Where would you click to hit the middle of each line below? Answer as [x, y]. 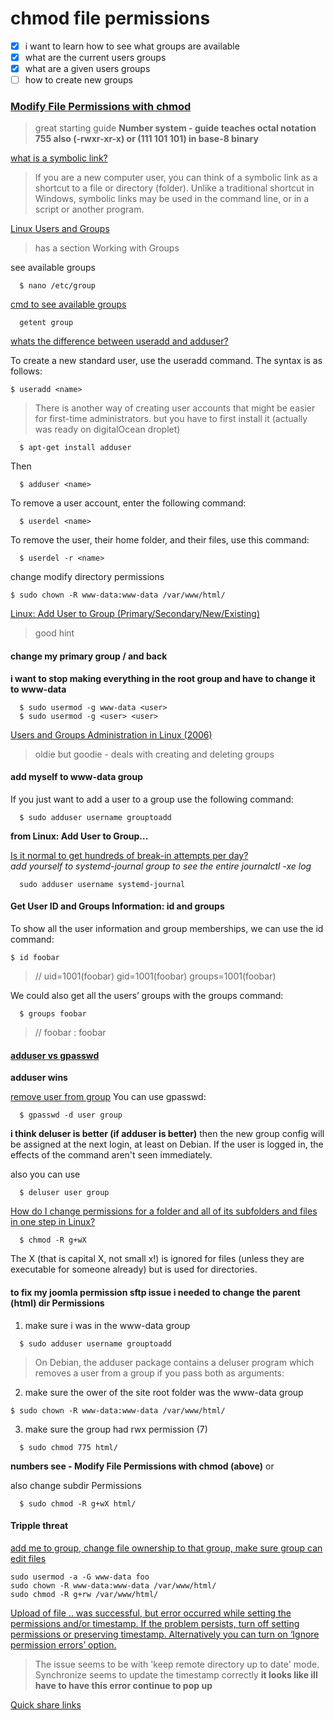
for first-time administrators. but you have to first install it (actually [171, 419]
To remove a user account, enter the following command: [128, 503]
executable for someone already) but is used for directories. [134, 1269]
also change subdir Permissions [76, 1485]
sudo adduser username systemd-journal [102, 884]
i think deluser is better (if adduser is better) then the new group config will [167, 1134]
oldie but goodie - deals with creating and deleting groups [154, 754]
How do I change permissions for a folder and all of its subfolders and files [164, 1211]
